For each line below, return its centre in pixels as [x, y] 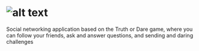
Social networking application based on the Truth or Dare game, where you [99, 29]
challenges [20, 42]
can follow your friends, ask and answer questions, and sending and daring [100, 35]
